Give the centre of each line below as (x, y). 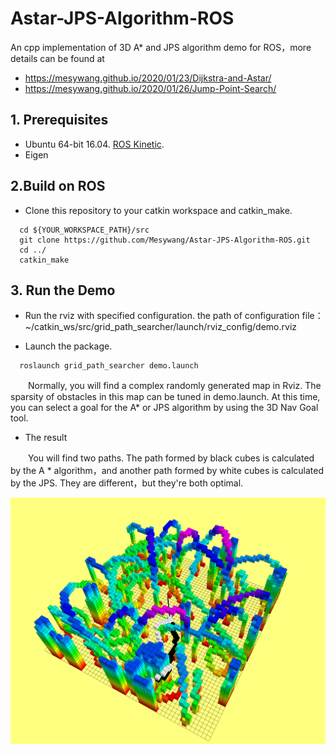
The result (46, 438)
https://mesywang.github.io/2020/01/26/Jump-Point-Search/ (150, 88)
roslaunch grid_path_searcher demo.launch (109, 366)
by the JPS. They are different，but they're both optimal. (127, 483)
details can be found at (57, 58)
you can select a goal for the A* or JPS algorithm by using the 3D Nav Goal (164, 408)
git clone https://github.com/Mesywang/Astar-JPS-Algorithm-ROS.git (165, 240)
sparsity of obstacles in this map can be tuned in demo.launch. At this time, (165, 397)
